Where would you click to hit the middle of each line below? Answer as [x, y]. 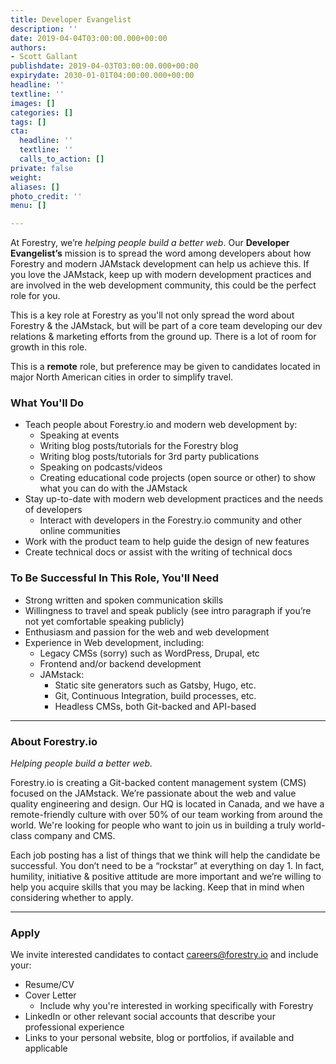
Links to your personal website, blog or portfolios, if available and [159, 1038]
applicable [46, 1048]
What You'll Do [47, 403]
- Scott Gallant [44, 57]
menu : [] [28, 206]
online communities [80, 531]
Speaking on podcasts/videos [101, 467]
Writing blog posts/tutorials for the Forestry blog [139, 446]
